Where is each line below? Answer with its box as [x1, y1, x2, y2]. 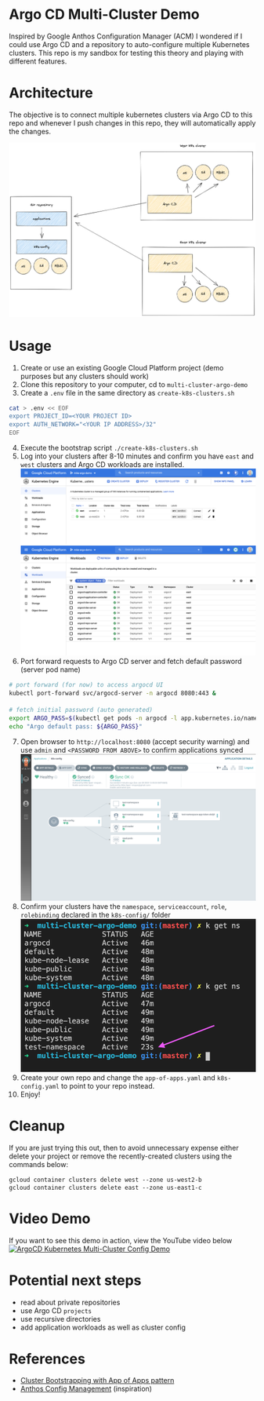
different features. [9, 57, 67, 66]
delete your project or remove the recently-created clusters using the [9, 1151, 233, 1161]
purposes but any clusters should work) [20, 371, 150, 381]
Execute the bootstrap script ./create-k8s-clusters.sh [20, 443, 198, 453]
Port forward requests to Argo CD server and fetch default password [20, 657, 242, 666]
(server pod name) [20, 665, 81, 674]
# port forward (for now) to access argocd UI [9, 681, 164, 689]
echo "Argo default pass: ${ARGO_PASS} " [9, 722, 143, 731]
